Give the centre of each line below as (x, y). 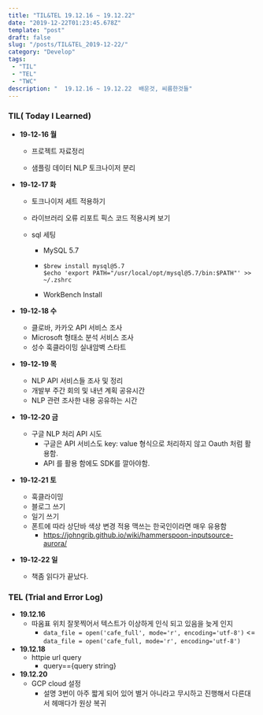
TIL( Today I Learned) (50, 116)
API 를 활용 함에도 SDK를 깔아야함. (96, 463)
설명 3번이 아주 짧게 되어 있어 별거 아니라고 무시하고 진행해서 (137, 693)
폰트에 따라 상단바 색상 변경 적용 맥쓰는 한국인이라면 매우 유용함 (129, 526)
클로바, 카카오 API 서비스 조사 (77, 327)
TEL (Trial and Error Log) (56, 597)
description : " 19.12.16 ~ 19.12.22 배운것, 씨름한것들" (100, 88)
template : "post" (37, 30)
